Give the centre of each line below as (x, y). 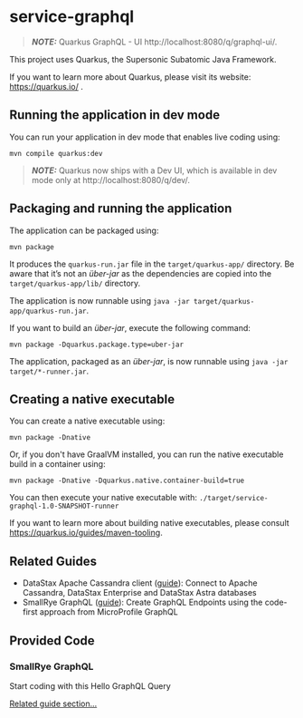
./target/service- (233, 499)
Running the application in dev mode (114, 115)
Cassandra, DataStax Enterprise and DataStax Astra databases (140, 593)
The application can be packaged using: (84, 230)
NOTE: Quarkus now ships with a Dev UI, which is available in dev (154, 170)
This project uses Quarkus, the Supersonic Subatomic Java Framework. (143, 59)
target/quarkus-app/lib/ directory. (75, 283)
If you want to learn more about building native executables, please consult (149, 523)
